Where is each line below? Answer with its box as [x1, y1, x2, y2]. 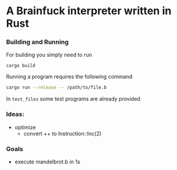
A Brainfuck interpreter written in [6, 4, 172, 18]
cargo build [6, 63, 35, 69]
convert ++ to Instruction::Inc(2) [23, 130, 102, 137]
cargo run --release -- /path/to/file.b [6, 85, 107, 91]
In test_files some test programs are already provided [6, 95, 140, 102]
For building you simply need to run [6, 52, 93, 59]
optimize [14, 123, 37, 131]
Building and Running [6, 38, 69, 46]
